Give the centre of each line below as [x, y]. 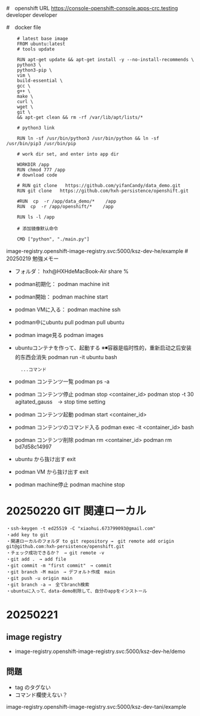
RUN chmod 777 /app [41, 170]
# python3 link [36, 128]
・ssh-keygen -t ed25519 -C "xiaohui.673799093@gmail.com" [81, 528]
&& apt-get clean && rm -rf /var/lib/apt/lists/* [80, 118]
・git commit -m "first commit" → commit [59, 565]
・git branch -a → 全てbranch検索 [48, 585]
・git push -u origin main [40, 578]
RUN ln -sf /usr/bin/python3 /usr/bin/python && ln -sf [88, 139]
